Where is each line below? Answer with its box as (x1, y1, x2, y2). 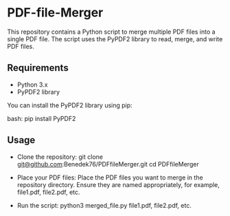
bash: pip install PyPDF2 (7, 114, 76, 122)
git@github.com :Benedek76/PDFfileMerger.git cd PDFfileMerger (16, 160, 199, 168)
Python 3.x (16, 80, 48, 89)
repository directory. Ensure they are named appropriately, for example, (16, 180, 220, 188)
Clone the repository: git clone (16, 153, 103, 161)
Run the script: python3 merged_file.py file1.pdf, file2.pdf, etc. (16, 201, 192, 209)
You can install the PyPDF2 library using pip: (7, 101, 133, 109)
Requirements (7, 62, 69, 74)
